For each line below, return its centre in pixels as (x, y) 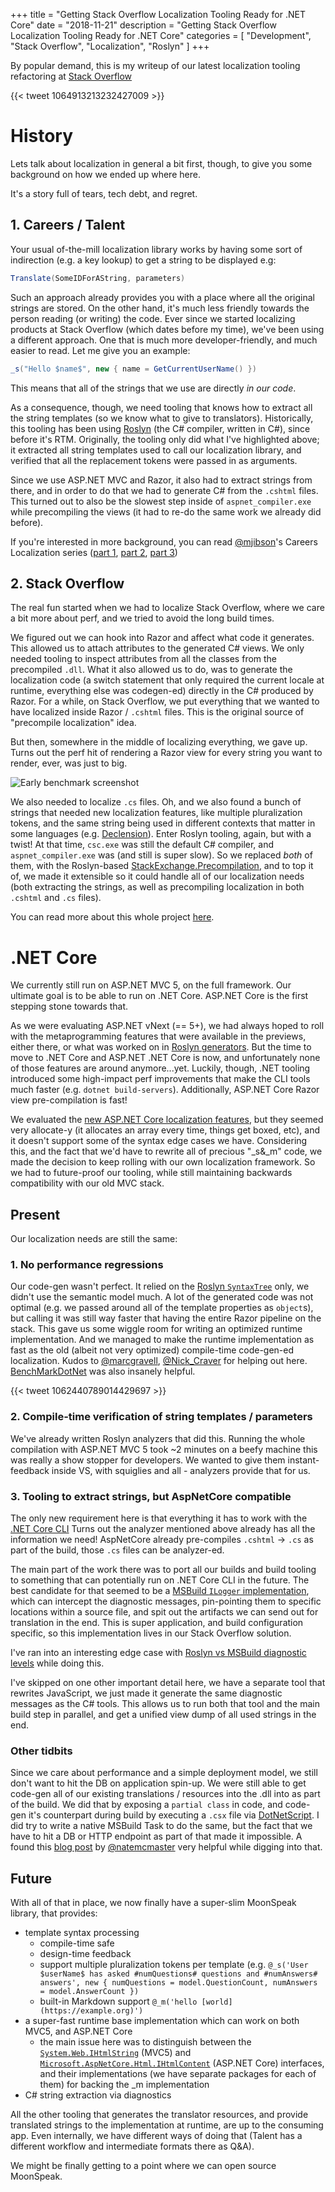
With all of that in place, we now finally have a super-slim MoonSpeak (153, 1903)
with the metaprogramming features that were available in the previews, (158, 1036)
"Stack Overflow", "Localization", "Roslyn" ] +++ (110, 46)
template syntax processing (82, 1933)
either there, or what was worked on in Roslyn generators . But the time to (161, 1047)
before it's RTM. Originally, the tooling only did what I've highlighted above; (165, 439)
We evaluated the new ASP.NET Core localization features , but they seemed (167, 1120)
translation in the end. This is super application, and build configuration (157, 1622)
